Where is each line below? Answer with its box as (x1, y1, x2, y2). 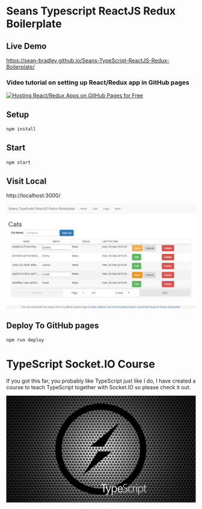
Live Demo (6, 41, 47, 51)
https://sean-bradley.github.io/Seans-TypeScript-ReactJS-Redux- (6, 57, 170, 64)
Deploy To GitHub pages (6, 320, 99, 330)
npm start (6, 159, 31, 165)
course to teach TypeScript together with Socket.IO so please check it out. (6, 384, 191, 391)
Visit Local (6, 176, 47, 187)
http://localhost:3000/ (6, 192, 61, 199)
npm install (6, 126, 36, 132)
